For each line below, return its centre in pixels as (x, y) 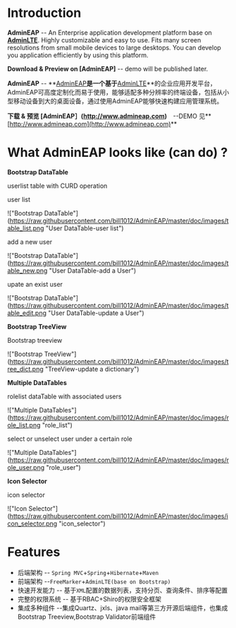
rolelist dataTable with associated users (64, 396)
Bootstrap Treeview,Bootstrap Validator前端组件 (87, 617)
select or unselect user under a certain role (70, 439)
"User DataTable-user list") (85, 228)
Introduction (44, 13)
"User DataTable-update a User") (96, 313)
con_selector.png (32, 523)
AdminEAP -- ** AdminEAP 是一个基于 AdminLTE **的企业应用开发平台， (112, 83)
